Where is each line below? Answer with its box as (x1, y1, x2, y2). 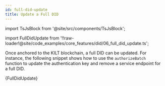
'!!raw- (60, 35, 74, 41)
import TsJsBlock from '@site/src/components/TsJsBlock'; (5, 25, 125, 31)
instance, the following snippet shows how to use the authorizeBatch (5, 55, 146, 61)
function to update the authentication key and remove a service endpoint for (5, 60, 161, 66)
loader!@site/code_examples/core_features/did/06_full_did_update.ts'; (5, 40, 149, 46)
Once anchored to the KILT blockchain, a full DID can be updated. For (5, 50, 147, 56)
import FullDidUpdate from (5, 35, 59, 41)
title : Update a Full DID (5, 12, 58, 17)
